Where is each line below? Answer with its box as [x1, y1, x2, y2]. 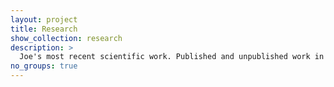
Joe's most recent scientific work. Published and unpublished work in [19, 52, 325, 62]
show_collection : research [10, 33, 123, 43]
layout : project [10, 14, 78, 25]
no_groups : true [10, 61, 78, 71]
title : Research [10, 24, 78, 34]
